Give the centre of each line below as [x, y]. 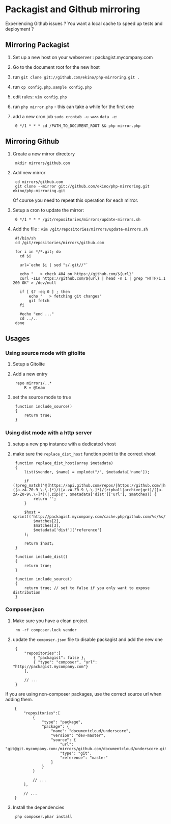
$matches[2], [47, 521]
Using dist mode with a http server [49, 433]
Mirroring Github [32, 141]
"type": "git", [76, 753]
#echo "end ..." [37, 314]
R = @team [35, 388]
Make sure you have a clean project [50, 621]
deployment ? [20, 29]
